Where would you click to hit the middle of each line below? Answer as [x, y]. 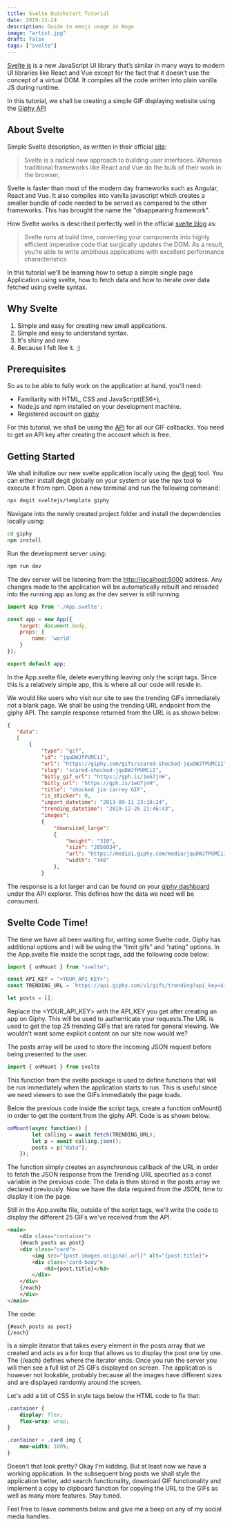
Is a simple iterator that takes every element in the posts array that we [106, 1345]
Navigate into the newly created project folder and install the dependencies [114, 514]
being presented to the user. [47, 1054]
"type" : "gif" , [63, 751]
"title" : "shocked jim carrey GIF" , [94, 789]
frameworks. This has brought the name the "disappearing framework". [109, 210]
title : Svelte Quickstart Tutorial [58, 13]
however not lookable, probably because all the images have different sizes [115, 1375]
